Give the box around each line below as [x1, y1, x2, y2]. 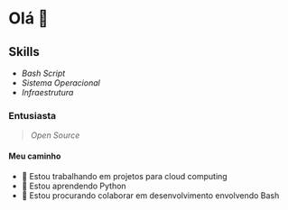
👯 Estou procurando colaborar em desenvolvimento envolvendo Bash [21, 189, 280, 201]
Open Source [30, 130, 80, 141]
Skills [8, 44, 40, 59]
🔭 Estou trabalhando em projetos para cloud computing [21, 170, 228, 181]
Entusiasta [8, 109, 57, 122]
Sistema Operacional [21, 78, 100, 88]
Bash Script [21, 68, 66, 78]
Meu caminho [8, 151, 61, 161]
